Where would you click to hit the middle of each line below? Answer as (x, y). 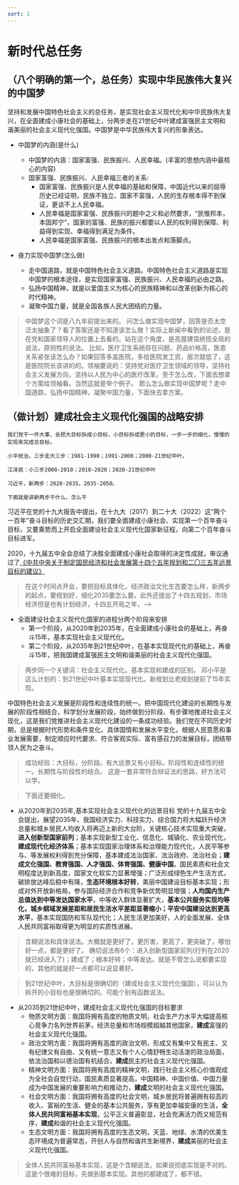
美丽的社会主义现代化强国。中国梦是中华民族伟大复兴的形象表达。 (110, 130)
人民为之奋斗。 (35, 748)
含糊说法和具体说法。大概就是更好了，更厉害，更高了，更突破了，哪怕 (128, 941)
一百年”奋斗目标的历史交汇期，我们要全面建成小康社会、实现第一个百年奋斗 (118, 521)
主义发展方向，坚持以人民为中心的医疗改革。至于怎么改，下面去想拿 (131, 374)
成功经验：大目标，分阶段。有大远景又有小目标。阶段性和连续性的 (121, 763)
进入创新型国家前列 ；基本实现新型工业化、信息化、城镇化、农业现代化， (123, 837)
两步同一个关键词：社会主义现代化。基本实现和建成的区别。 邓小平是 (125, 670)
